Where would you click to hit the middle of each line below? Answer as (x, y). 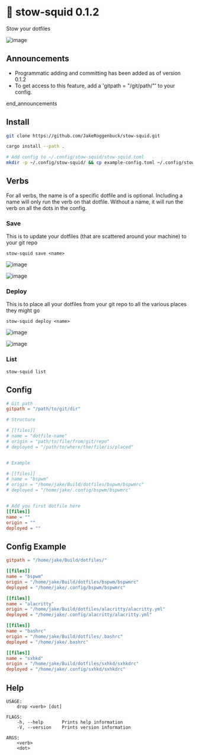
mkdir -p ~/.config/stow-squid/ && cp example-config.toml (81, 163)
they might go (23, 310)
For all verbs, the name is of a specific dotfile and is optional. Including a (94, 195)
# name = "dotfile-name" (37, 436)
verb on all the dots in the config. (46, 208)
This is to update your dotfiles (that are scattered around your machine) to (96, 236)
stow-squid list (26, 371)
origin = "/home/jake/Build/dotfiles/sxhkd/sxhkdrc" (73, 664)
